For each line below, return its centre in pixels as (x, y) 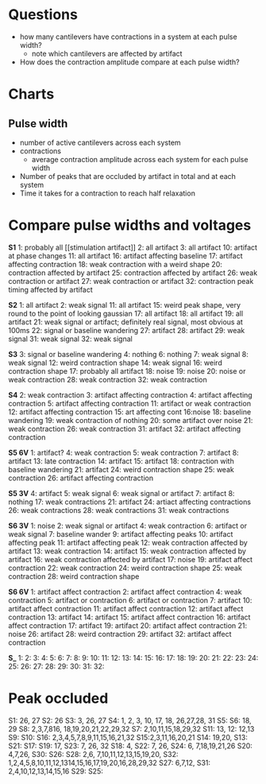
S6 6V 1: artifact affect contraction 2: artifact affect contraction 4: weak (125, 592)
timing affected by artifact (50, 289)
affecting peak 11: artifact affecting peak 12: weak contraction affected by (128, 542)
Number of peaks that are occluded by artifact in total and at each (128, 176)
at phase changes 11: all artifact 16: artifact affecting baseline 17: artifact (125, 255)
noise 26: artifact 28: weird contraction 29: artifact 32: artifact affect (120, 634)
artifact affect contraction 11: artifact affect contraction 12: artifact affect (126, 608)
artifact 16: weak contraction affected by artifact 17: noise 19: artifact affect (130, 559)
